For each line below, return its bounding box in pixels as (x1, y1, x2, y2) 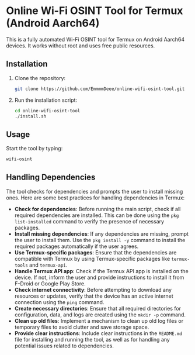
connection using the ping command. (14, 298, 105, 305)
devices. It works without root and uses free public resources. (6, 42, 155, 49)
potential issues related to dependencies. (14, 342, 114, 349)
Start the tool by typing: (6, 145, 63, 152)
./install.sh (14, 113, 47, 119)
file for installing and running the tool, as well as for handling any (14, 336, 170, 343)
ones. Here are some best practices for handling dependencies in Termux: (6, 194, 185, 201)
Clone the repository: (14, 74, 66, 81)
